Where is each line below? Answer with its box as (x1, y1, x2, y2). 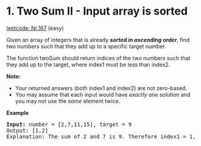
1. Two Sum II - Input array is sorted (6, 4, 188, 18)
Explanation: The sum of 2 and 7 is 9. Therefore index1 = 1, (6, 133, 196, 140)
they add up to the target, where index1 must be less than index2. (6, 61, 171, 68)
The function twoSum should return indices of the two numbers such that (6, 54, 191, 61)
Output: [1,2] (6, 127, 49, 134)
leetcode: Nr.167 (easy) (6, 24, 64, 32)
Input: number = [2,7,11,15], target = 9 (6, 120, 132, 128)
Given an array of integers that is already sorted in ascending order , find (6, 36, 190, 43)
